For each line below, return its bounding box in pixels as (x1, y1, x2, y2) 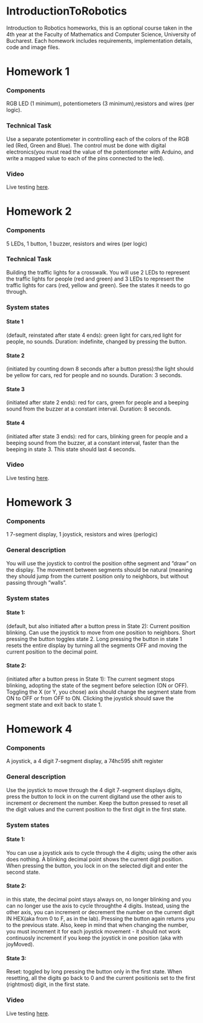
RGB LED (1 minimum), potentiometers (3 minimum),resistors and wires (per (6, 100, 195, 107)
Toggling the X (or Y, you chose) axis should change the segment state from (6, 688, 196, 695)
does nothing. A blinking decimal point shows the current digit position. (6, 856, 184, 863)
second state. (6, 868, 40, 875)
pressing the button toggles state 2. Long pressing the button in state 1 (6, 635, 182, 642)
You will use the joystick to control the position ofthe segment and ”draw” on (6, 559, 197, 567)
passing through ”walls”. (6, 579, 67, 586)
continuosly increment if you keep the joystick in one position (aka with (6, 934, 183, 941)
